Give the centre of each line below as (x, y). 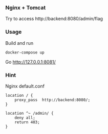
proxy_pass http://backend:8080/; (52, 100)
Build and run (19, 43)
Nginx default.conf (25, 86)
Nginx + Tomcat (26, 8)
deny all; (25, 118)
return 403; (27, 122)
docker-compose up (25, 52)
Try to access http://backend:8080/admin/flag (54, 19)
